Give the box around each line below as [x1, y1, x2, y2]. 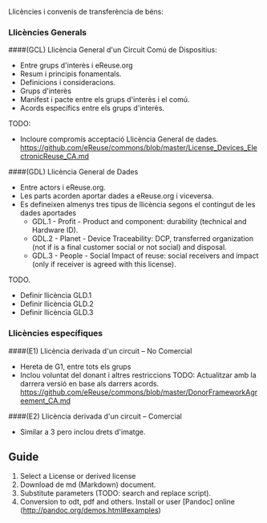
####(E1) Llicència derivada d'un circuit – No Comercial [8, 345, 192, 356]
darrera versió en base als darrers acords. [19, 378, 160, 388]
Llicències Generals [8, 27, 87, 38]
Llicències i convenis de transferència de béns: [8, 7, 164, 16]
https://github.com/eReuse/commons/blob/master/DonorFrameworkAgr [19, 387, 258, 397]
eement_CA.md [19, 395, 71, 405]
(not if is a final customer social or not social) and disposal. [31, 243, 227, 252]
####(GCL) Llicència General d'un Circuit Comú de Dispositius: [8, 45, 218, 55]
